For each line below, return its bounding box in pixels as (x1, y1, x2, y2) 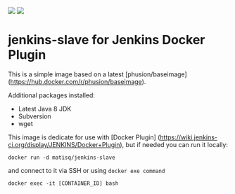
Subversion (18, 112, 51, 120)
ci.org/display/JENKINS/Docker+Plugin (8, 140, 120, 148)
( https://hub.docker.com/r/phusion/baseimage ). (8, 77, 146, 85)
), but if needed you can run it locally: (120, 140, 228, 148)
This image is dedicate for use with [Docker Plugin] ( (8, 133, 160, 141)
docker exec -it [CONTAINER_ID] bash (8, 179, 119, 187)
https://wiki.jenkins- (160, 133, 217, 141)
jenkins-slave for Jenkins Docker (8, 32, 205, 48)
